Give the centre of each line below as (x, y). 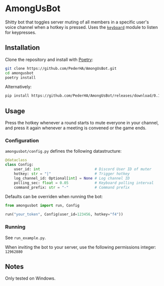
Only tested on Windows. (31, 278)
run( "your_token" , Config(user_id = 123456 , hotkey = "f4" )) (64, 214)
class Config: (20, 165)
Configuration (22, 141)
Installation (22, 48)
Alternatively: (18, 87)
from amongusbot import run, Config (42, 205)
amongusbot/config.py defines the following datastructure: (63, 151)
